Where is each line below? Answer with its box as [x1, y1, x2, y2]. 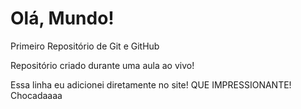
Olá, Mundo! [10, 7, 115, 30]
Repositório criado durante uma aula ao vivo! [10, 59, 195, 71]
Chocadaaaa [10, 89, 63, 101]
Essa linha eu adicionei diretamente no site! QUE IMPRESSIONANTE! [10, 78, 292, 91]
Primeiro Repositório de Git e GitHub [10, 40, 160, 52]
